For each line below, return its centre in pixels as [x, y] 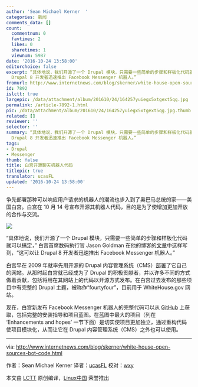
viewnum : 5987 [29, 56]
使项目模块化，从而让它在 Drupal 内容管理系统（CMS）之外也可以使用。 [94, 329]
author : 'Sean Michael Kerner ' [47, 12]
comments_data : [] [29, 22]
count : [14, 28]
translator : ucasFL [30, 177]
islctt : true [22, 94]
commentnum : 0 [29, 34]
